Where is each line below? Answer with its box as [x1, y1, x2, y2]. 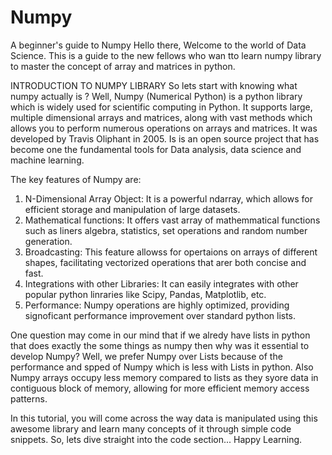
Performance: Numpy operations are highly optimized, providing [24, 299, 290, 311]
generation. [24, 235, 73, 247]
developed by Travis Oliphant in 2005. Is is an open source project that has [10, 132, 320, 145]
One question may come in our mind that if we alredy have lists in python [10, 329, 311, 341]
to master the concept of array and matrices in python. [10, 60, 236, 72]
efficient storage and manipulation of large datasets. [24, 203, 241, 215]
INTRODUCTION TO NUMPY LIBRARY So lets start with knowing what [10, 79, 298, 91]
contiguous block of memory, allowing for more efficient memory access [10, 382, 310, 394]
